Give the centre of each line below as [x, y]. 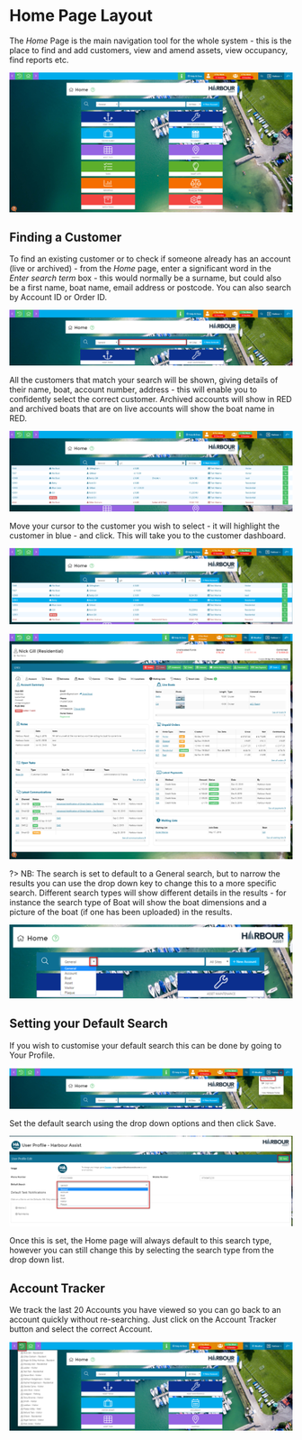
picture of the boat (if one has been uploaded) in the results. [121, 913]
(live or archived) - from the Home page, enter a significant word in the [140, 269]
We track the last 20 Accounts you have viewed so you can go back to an [145, 1309]
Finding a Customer [66, 237]
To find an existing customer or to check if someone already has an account [150, 259]
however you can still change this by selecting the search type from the [142, 1251]
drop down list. [37, 1260]
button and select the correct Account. [81, 1329]
